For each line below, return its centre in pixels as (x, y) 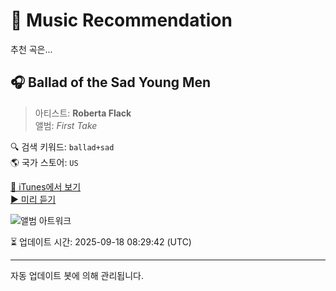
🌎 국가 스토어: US (44, 162)
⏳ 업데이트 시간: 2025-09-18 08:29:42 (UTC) (101, 241)
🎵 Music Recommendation (121, 20)
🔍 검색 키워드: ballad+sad (62, 146)
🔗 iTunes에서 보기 (46, 186)
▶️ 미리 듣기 (33, 199)
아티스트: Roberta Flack (83, 113)
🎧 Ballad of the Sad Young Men (111, 82)
